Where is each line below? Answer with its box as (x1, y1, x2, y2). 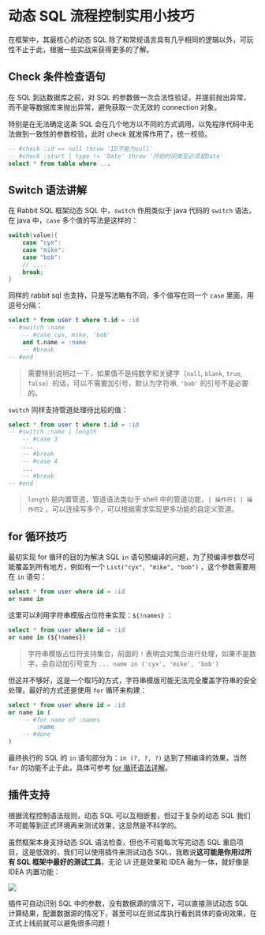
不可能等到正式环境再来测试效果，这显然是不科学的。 (8, 820, 181, 830)
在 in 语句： (8, 572, 47, 581)
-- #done (22, 730, 51, 738)
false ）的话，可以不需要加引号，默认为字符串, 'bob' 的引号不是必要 (27, 378, 249, 388)
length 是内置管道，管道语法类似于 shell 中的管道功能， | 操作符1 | (27, 494, 244, 504)
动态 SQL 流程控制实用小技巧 (8, 7, 195, 25)
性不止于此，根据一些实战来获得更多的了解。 (8, 44, 154, 54)
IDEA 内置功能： (8, 866, 61, 877)
